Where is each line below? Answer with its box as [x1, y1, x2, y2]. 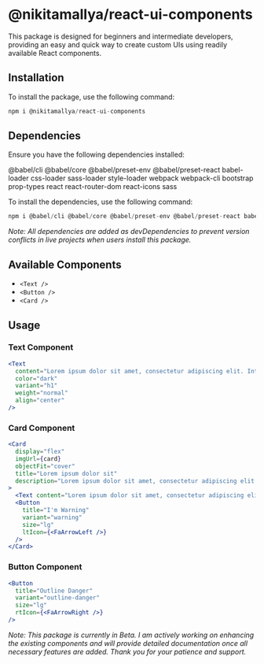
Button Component [8, 562, 82, 573]
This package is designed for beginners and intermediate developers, [8, 32, 233, 41]
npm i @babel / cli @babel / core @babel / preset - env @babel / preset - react [8, 213, 241, 221]
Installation [8, 71, 64, 84]
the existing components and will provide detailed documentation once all [8, 638, 248, 647]
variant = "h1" [15, 382, 58, 390]
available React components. [8, 48, 102, 57]
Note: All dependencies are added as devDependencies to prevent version [8, 227, 250, 236]
